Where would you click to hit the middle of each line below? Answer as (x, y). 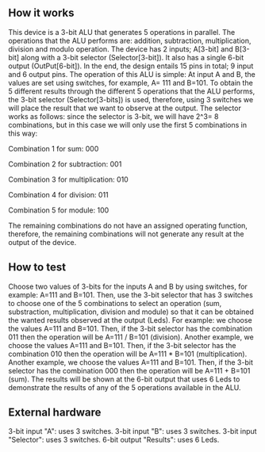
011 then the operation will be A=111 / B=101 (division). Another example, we (131, 337)
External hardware (55, 413)
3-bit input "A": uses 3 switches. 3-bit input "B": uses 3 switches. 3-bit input (132, 431)
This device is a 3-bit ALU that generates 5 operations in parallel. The (122, 32)
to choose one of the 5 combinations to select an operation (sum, (115, 303)
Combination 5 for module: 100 (59, 210)
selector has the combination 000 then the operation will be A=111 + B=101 (129, 370)
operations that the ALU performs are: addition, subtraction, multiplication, (130, 40)
